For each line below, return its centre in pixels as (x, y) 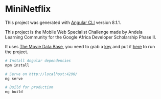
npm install (17, 65)
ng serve (14, 79)
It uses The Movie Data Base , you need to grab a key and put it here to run (80, 46)
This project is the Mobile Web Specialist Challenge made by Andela (74, 32)
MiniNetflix (28, 9)
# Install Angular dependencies (38, 60)
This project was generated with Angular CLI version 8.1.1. (63, 22)
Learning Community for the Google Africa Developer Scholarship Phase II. (81, 37)
